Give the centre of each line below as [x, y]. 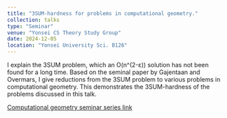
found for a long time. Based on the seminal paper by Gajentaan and [104, 72]
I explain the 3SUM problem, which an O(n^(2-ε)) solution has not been [108, 65]
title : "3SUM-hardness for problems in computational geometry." [102, 13]
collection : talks [33, 20]
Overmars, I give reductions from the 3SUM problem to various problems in [114, 79]
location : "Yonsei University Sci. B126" [67, 45]
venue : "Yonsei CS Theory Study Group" [64, 33]
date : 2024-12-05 [32, 39]
